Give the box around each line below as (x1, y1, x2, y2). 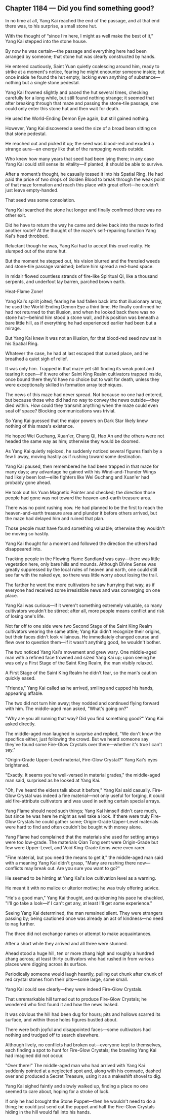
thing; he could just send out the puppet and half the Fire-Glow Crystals (5, 1103, 155, 1109)
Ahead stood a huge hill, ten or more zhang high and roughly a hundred (5, 950, 154, 956)
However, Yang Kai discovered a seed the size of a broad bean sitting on (5, 125, 157, 131)
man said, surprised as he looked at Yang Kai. (5, 777, 101, 783)
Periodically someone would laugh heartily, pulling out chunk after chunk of (5, 971, 163, 977)
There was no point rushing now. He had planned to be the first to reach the (5, 504, 163, 510)
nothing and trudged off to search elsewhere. (5, 1032, 100, 1038)
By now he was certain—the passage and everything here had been (5, 48, 147, 54)
